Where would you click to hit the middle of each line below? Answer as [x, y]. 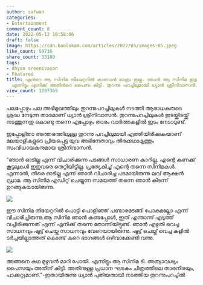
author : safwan [25, 12]
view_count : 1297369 [32, 91]
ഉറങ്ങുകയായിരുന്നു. [31, 187]
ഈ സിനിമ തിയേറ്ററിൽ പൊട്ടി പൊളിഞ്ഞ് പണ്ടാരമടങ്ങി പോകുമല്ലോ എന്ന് [97, 210]
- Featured [20, 74]
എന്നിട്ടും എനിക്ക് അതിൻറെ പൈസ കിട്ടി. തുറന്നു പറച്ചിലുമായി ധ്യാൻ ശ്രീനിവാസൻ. [105, 85]
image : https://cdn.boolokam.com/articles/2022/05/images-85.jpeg [92, 46]
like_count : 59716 [29, 52]
